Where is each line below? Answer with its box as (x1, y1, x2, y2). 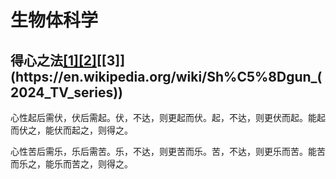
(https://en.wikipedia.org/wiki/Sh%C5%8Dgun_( (10, 68, 323, 85)
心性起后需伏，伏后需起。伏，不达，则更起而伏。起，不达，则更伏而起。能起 (10, 112, 326, 123)
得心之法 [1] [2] (10, 52, 97, 69)
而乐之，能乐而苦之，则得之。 (10, 158, 133, 170)
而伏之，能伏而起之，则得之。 (10, 124, 133, 136)
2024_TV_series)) (10, 84, 124, 101)
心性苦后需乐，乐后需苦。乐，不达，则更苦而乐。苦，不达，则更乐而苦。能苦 (10, 146, 326, 157)
